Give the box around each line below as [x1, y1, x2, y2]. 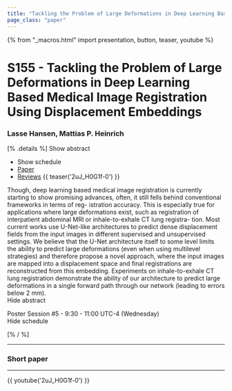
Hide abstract [7, 295, 46, 304]
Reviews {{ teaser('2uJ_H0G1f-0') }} [17, 172, 120, 181]
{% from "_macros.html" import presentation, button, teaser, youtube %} [7, 35, 214, 44]
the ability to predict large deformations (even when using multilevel [7, 244, 201, 253]
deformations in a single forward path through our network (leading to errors [7, 281, 225, 289]
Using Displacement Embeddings [7, 104, 202, 120]
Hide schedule [7, 316, 48, 325]
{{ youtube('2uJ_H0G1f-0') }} [7, 376, 90, 385]
